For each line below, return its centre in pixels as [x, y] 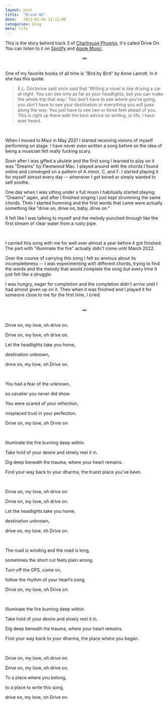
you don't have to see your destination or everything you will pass [86, 105]
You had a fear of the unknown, [38, 384]
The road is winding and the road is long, [48, 550]
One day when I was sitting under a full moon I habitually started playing [80, 192]
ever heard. [29, 121]
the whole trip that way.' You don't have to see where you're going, [87, 100]
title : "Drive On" [26, 15]
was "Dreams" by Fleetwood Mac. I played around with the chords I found [82, 166]
